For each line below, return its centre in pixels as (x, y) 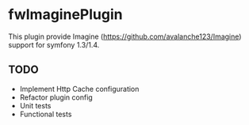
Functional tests (46, 114)
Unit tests (35, 105)
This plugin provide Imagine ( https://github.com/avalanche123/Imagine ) (125, 36)
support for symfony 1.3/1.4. (54, 44)
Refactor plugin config (56, 97)
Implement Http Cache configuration (79, 89)
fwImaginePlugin (65, 15)
